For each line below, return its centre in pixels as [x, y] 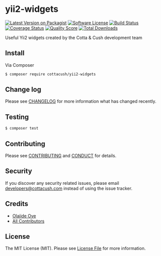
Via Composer [20, 65]
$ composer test [22, 128]
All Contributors [28, 221]
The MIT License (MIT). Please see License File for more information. [75, 249]
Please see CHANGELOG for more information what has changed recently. [81, 101]
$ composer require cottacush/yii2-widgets [51, 74]
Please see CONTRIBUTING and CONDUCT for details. [61, 155]
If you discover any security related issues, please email [62, 183]
